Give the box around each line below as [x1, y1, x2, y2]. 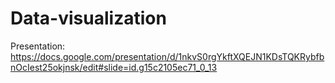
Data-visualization [10, 7, 167, 30]
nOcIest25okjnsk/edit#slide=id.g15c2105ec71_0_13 [10, 61, 218, 73]
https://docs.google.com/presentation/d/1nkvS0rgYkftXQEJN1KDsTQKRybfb [10, 50, 325, 62]
